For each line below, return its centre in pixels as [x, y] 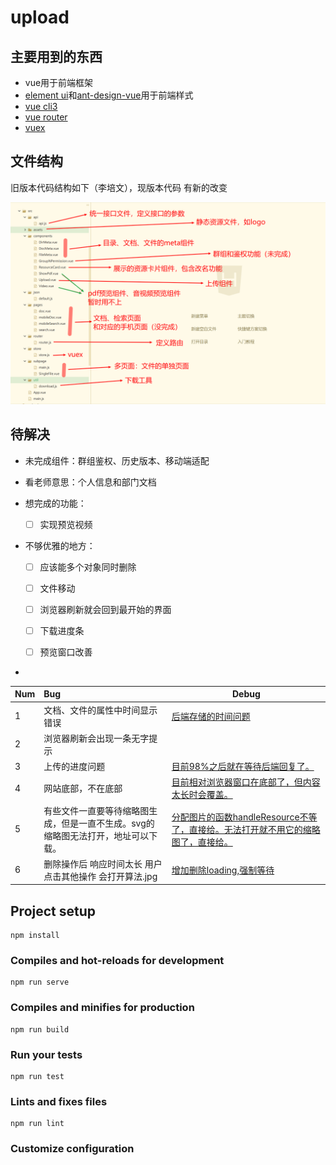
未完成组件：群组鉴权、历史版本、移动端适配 [117, 460]
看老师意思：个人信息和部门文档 [90, 482]
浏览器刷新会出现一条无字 [96, 738]
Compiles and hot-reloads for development [117, 961]
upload [40, 17]
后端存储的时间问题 [211, 716]
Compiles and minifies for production [102, 1008]
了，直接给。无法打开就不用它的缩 [241, 829]
